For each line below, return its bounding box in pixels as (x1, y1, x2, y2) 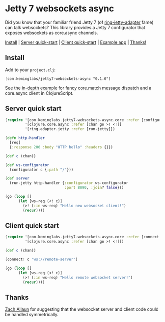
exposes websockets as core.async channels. (5, 30, 98, 36)
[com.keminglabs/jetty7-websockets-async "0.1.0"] (5, 76, 111, 81)
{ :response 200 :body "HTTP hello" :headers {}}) (9, 144, 113, 149)
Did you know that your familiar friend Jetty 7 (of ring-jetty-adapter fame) (5, 19, 154, 25)
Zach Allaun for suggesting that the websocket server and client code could (5, 306, 159, 312)
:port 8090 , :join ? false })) (64, 185, 124, 190)
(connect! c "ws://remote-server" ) (5, 257, 78, 262)
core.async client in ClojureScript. (5, 90, 74, 96)
